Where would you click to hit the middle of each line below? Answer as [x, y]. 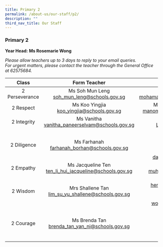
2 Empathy [23, 168]
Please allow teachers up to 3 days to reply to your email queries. [71, 60]
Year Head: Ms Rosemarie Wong [38, 51]
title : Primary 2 [23, 9]
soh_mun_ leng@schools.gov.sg [89, 97]
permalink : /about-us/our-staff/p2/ [42, 14]
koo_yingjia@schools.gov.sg [89, 111]
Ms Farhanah [89, 141]
